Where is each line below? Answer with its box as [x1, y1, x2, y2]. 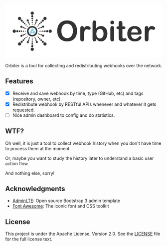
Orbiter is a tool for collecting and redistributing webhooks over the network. [5, 62, 163, 68]
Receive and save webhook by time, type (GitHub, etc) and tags [12, 90, 144, 96]
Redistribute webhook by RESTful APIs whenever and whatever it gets [12, 101, 157, 107]
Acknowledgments [5, 185, 66, 193]
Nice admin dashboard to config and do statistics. [12, 112, 115, 118]
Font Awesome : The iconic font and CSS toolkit [12, 203, 109, 209]
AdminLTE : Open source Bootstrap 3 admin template [12, 198, 121, 204]
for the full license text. [5, 236, 53, 242]
